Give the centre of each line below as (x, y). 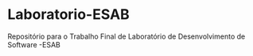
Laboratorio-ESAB (69, 15)
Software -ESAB (34, 44)
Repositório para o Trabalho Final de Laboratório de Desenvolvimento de (127, 36)
